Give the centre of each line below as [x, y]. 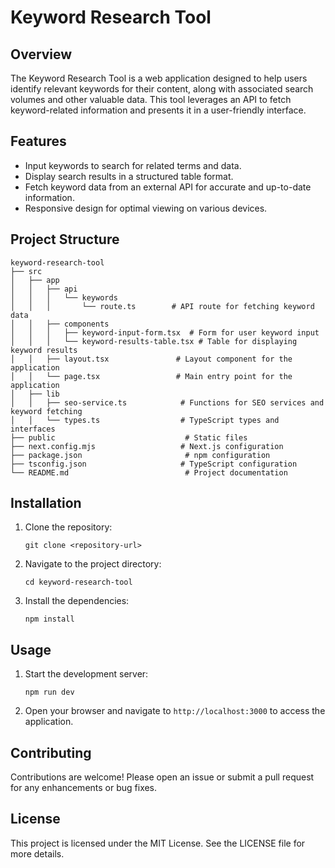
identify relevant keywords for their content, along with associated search [162, 89]
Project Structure [65, 239]
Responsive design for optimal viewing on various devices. [146, 208]
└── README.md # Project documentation [149, 472]
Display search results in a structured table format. [129, 176]
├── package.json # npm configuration [140, 455]
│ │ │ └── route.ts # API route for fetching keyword [162, 306]
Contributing [51, 752]
